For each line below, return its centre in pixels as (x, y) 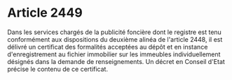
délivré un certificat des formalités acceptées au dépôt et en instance (108, 47)
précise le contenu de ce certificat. (58, 69)
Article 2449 (45, 13)
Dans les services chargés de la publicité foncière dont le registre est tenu (115, 32)
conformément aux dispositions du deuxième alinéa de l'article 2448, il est (115, 39)
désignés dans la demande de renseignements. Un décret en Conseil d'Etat (116, 61)
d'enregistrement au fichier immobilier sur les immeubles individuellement (114, 54)
